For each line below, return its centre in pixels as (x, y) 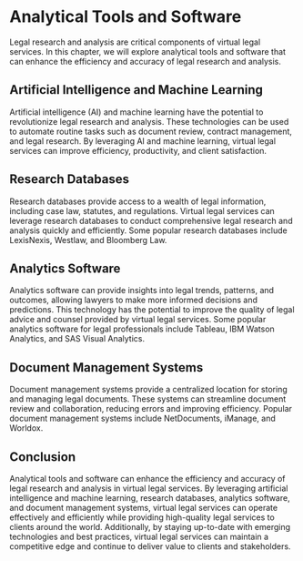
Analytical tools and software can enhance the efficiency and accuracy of (147, 479)
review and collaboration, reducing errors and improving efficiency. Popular (151, 409)
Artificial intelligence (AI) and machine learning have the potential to (136, 112)
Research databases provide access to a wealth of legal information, (138, 201)
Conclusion (43, 457)
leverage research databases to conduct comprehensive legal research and (151, 220)
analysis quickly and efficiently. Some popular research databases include (149, 230)
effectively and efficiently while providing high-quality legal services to (142, 517)
